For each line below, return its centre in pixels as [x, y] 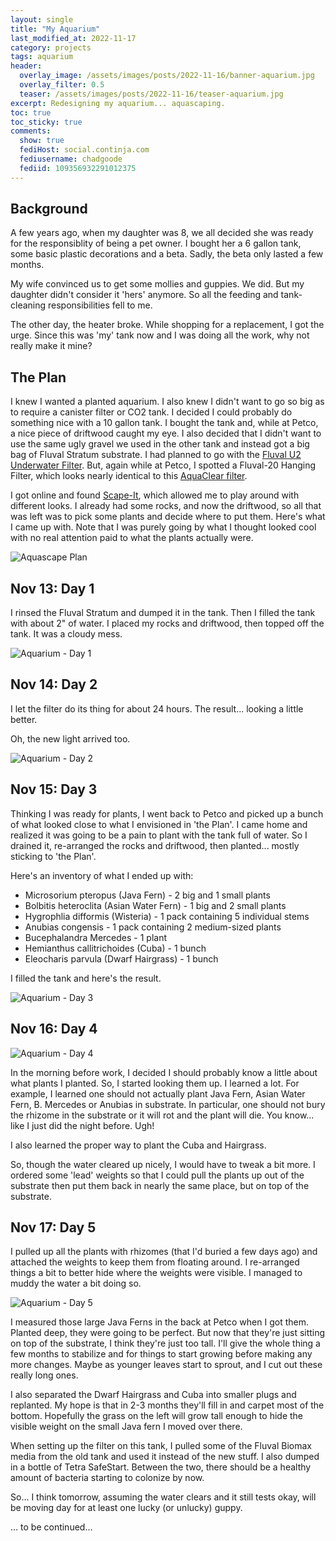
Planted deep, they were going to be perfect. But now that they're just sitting [168, 1333]
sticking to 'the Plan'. [53, 856]
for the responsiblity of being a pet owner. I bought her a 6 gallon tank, [156, 243]
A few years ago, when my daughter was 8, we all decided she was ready [162, 233]
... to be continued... [51, 1527]
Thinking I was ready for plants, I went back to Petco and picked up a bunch [167, 813]
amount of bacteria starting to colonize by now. [107, 1478]
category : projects [51, 47]
